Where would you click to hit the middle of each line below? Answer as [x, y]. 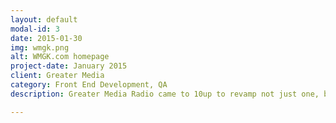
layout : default [44, 19]
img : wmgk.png [40, 47]
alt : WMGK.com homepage [60, 57]
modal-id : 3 [35, 29]
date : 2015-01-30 [46, 38]
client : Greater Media [57, 76]
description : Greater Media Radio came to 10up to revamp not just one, [165, 94]
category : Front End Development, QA [89, 85]
